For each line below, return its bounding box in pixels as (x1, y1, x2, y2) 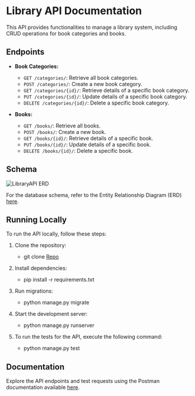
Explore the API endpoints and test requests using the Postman (6, 378, 160, 385)
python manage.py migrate (23, 299, 90, 306)
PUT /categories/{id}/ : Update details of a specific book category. (23, 93, 187, 100)
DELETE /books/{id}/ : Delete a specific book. (23, 147, 133, 154)
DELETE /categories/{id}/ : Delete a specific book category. (23, 99, 170, 106)
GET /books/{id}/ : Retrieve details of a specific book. (23, 135, 154, 142)
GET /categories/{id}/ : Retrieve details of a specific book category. (23, 87, 190, 94)
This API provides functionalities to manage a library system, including (6, 24, 177, 31)
